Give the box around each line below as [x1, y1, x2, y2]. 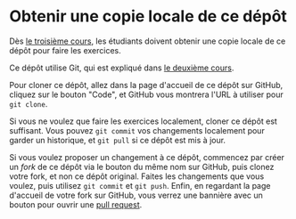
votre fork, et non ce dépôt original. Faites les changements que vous [9, 171, 265, 182]
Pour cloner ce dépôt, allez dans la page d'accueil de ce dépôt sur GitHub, [9, 79, 284, 90]
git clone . [9, 98, 48, 109]
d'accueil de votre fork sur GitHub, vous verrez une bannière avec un [9, 190, 263, 200]
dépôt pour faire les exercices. [9, 45, 122, 55]
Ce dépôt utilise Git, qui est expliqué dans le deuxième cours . [9, 62, 234, 73]
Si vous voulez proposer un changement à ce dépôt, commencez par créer [9, 151, 285, 162]
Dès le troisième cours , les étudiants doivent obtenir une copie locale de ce [9, 36, 286, 46]
